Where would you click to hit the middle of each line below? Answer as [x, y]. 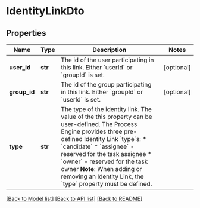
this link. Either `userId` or [97, 67]
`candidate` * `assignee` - [98, 146]
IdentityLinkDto [45, 11]
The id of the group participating [106, 85]
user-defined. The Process [99, 124]
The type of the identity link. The [106, 109]
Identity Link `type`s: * [115, 139]
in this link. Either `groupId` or [102, 92]
